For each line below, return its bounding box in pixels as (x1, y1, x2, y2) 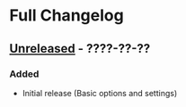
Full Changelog (9, 5, 124, 26)
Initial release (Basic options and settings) (22, 87, 178, 98)
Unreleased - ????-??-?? (9, 41, 151, 56)
